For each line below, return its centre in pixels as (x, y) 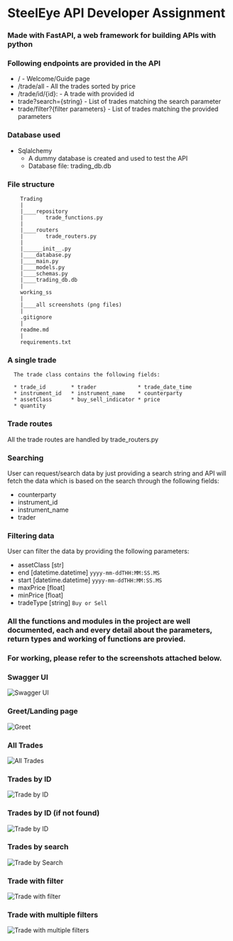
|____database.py (46, 255)
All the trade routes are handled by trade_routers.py (83, 439)
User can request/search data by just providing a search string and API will (117, 473)
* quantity (30, 406)
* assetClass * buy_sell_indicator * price (87, 400)
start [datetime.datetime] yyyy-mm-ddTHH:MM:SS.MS (90, 580)
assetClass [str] (40, 565)
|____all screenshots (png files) (71, 305)
